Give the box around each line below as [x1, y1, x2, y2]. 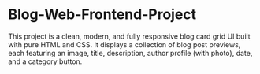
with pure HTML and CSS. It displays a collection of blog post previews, [8, 39, 241, 49]
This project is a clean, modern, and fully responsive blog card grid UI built [8, 31, 251, 41]
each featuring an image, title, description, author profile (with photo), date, [8, 48, 253, 57]
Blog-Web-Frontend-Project [8, 6, 197, 24]
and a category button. [8, 57, 83, 66]
